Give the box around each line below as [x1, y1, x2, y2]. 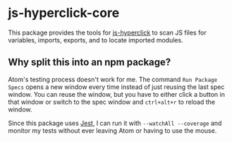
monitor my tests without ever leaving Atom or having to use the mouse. [8, 126, 217, 135]
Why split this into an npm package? [8, 57, 171, 69]
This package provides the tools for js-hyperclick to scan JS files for [8, 28, 207, 37]
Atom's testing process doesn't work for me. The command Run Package [8, 75, 218, 83]
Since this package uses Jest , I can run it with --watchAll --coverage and [8, 119, 222, 127]
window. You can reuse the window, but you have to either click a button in [8, 90, 225, 98]
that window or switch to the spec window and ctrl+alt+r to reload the [8, 97, 216, 106]
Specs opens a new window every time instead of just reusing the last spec [8, 83, 225, 91]
